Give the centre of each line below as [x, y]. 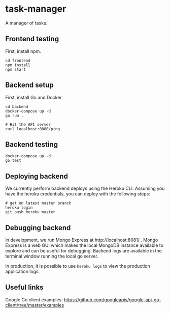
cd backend [17, 107]
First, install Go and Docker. [34, 97]
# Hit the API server [28, 124]
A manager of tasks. [26, 23]
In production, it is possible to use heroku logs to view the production [78, 266]
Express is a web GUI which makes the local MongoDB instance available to [84, 245]
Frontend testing [32, 39]
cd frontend [18, 61]
